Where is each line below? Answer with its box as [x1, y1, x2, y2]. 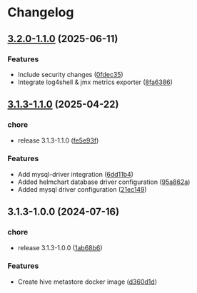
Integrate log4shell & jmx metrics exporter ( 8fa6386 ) [17, 78, 173, 86]
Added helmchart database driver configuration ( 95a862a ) [17, 178, 191, 186]
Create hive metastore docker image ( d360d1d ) [17, 277, 157, 286]
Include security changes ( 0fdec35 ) [17, 70, 123, 78]
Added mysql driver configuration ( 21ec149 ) [17, 185, 148, 193]
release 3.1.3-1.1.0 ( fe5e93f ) [17, 136, 99, 145]
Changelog [7, 4, 74, 21]
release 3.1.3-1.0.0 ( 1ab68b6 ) [17, 243, 103, 252]
